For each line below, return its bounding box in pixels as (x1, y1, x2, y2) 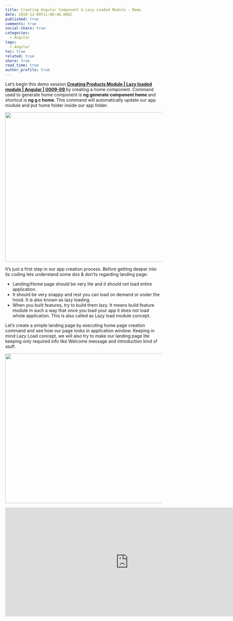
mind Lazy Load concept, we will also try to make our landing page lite (5, 333, 150, 339)
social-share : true (5, 26, 46, 31)
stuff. (5, 344, 16, 349)
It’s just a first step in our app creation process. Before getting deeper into (5, 266, 157, 272)
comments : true (5, 21, 37, 26)
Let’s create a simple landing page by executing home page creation (5, 322, 145, 328)
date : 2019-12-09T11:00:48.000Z (5, 12, 72, 17)
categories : (5, 30, 30, 35)
